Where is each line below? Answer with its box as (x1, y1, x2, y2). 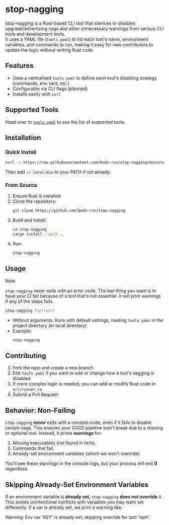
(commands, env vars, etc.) (12, 80, 69, 86)
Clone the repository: (12, 198, 57, 204)
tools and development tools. (5, 31, 65, 37)
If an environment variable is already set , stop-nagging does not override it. (5, 493, 163, 499)
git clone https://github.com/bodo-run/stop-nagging (12, 208, 126, 213)
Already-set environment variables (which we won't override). (12, 451, 141, 457)
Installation (5, 133, 41, 142)
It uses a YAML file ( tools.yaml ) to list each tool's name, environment (5, 36, 148, 42)
